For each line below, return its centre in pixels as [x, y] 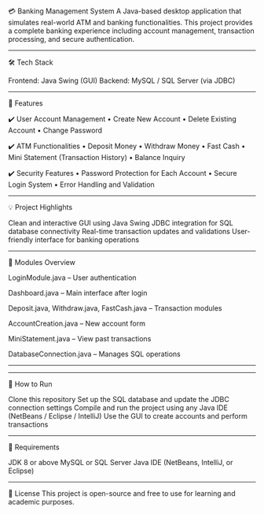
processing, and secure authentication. [71, 39]
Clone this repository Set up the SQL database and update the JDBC [119, 399]
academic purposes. [41, 502]
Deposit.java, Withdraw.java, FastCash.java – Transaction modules [115, 308]
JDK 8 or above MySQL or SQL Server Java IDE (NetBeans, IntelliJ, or [121, 462]
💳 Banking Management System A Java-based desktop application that [125, 11]
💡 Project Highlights [40, 207]
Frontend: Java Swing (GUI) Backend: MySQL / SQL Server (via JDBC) [122, 80]
